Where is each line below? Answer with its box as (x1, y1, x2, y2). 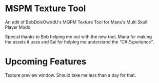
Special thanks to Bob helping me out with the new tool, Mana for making (5, 34, 152, 40)
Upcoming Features (5, 56, 87, 67)
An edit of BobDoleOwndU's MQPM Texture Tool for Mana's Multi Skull (5, 19, 148, 25)
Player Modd (5, 24, 31, 30)
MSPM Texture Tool (5, 3, 86, 14)
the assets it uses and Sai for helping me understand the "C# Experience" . (5, 39, 155, 44)
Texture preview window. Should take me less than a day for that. (5, 72, 136, 78)
